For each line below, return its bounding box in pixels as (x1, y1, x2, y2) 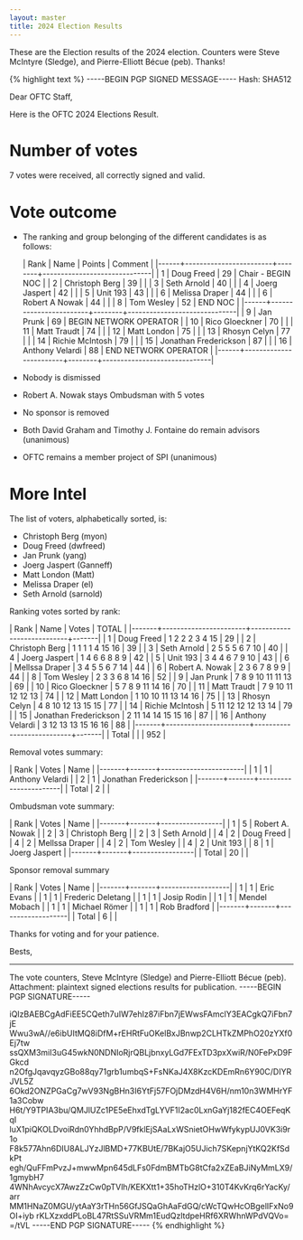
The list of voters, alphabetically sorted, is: (9, 513, 168, 524)
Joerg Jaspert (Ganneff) (22, 559, 113, 570)
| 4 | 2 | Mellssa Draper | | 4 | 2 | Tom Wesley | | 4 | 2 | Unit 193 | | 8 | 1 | (9, 838, 274, 849)
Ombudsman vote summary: (9, 801, 115, 812)
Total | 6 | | (77, 911, 117, 922)
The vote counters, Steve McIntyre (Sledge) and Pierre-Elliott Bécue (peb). (9, 972, 287, 983)
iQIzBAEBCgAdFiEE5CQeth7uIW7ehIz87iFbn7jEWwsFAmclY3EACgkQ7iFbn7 (9, 1009, 293, 1019)
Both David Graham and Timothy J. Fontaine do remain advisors (22, 425, 260, 436)
